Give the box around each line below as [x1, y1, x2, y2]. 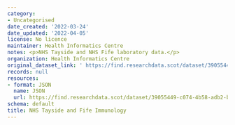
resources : [7, 74, 39, 82]
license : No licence [7, 36, 68, 43]
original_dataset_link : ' [7, 62, 83, 69]
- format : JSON [7, 81, 52, 88]
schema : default [7, 101, 55, 108]
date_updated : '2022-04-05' [7, 29, 90, 37]
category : [7, 10, 36, 17]
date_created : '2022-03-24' [7, 23, 90, 30]
